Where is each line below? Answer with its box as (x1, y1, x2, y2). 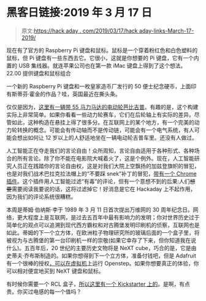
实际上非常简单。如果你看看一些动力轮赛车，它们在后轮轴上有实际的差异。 (6, 111, 194, 118)
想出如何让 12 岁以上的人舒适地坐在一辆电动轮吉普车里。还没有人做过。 (17, 134, 198, 141)
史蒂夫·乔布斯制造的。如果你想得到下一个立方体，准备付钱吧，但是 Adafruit (6, 252, 196, 259)
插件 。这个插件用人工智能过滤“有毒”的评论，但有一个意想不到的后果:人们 (6, 177, 190, 185)
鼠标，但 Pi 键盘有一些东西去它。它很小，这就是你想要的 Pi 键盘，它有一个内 (6, 54, 199, 61)
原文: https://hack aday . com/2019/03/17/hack (21, 27, 138, 34)
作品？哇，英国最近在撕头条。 (45, 90, 121, 97)
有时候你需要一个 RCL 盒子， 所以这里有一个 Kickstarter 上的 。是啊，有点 (6, 280, 190, 288)
